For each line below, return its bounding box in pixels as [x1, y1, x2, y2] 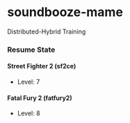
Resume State [7, 45, 56, 55]
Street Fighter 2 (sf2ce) [7, 62, 76, 71]
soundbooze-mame [7, 4, 124, 20]
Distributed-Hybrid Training [7, 27, 86, 36]
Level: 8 [17, 109, 40, 117]
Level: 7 [17, 78, 40, 86]
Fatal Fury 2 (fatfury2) [7, 94, 72, 102]
